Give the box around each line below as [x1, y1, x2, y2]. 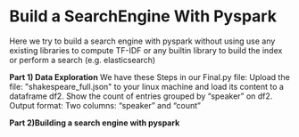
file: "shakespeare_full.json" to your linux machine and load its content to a [9, 81, 284, 92]
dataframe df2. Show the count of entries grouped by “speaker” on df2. [9, 91, 273, 101]
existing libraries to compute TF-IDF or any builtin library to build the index [9, 44, 283, 55]
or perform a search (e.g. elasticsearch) [9, 54, 156, 65]
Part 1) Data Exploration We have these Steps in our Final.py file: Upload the [9, 71, 290, 82]
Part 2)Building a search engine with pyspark [9, 117, 180, 128]
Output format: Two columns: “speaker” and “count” [9, 100, 202, 110]
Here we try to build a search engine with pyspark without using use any [9, 36, 276, 46]
